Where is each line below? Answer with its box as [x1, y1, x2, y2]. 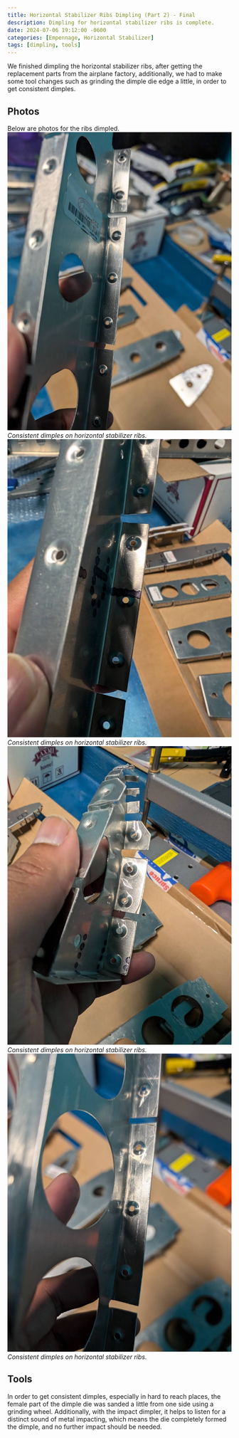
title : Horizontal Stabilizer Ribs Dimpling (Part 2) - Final [7, 11, 196, 19]
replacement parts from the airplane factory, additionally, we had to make [7, 70, 223, 78]
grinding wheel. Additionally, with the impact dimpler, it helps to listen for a [7, 1407, 226, 1416]
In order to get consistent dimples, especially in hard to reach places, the [7, 1392, 221, 1400]
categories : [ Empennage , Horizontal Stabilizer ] [7, 34, 154, 41]
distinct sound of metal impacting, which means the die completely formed [7, 1415, 227, 1423]
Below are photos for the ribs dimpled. [7, 124, 119, 132]
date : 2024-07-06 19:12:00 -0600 [7, 26, 107, 33]
